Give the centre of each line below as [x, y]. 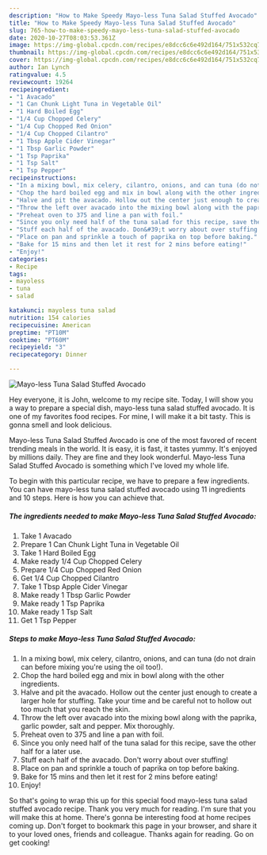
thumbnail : [27, 52]
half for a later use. [51, 751]
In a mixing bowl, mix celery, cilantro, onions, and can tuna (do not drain [138, 658]
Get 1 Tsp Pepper [49, 620]
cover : [20, 60]
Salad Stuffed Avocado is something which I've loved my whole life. [119, 466]
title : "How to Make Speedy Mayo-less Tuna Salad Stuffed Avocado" [123, 23]
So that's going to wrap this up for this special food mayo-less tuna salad [128, 800]
